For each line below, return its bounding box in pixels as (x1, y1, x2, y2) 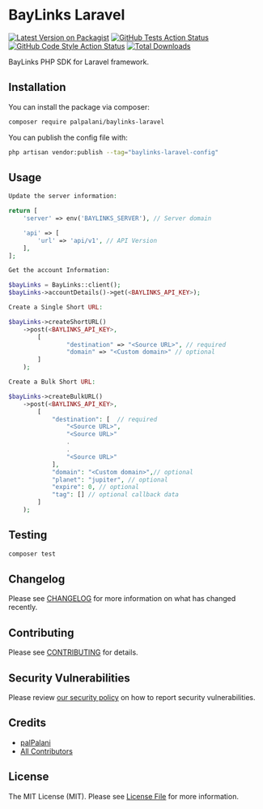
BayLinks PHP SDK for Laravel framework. (8, 57, 150, 67)
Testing (8, 528, 48, 542)
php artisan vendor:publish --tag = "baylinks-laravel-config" (8, 148, 219, 156)
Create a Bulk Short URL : (8, 378, 95, 387)
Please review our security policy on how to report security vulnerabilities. (8, 693, 256, 703)
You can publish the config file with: (8, 132, 128, 142)
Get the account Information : (8, 266, 111, 275)
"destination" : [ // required (51, 415, 158, 423)
